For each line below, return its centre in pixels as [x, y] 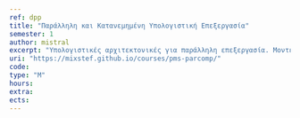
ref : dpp [25, 17]
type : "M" [28, 75]
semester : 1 [31, 34]
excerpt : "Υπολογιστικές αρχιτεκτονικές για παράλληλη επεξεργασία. [139, 51]
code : [19, 67]
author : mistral [39, 42]
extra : [21, 91]
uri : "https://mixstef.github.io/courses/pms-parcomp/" [115, 59]
